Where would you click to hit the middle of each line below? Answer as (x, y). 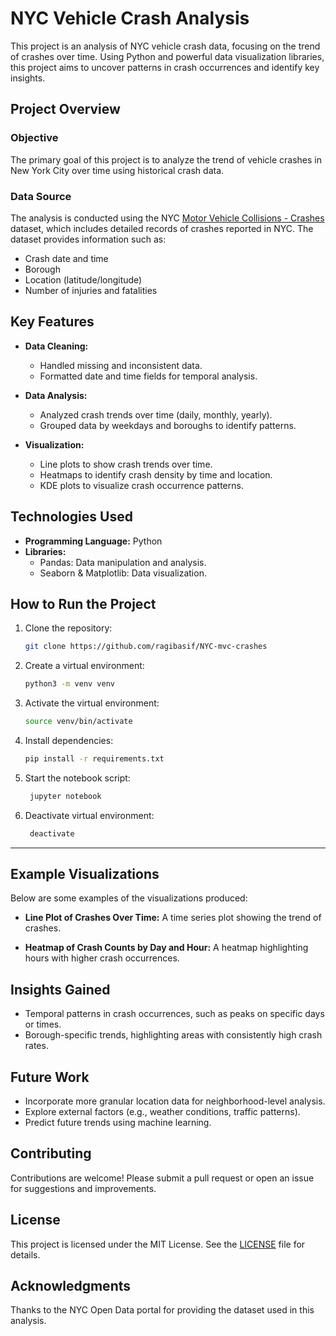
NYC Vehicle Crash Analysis (130, 18)
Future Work (50, 1077)
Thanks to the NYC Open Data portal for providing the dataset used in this (162, 1310)
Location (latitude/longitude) (83, 279)
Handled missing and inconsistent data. (121, 365)
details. (25, 1254)
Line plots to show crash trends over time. (126, 464)
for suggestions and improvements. (83, 1188)
